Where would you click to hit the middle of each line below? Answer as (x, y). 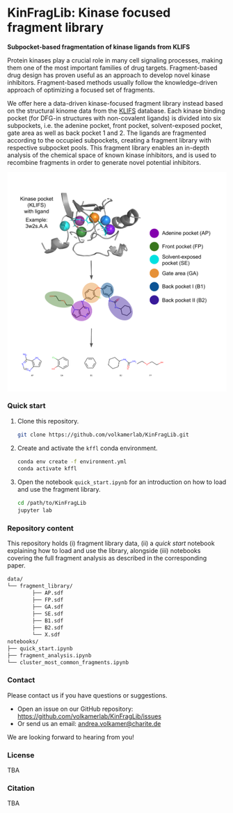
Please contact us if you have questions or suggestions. (88, 695)
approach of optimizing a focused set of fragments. (81, 90)
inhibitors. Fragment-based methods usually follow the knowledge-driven (112, 82)
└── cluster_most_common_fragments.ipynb (68, 663)
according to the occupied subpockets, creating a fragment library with (109, 140)
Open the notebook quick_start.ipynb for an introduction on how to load (122, 482)
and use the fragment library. (59, 490)
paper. (16, 565)
